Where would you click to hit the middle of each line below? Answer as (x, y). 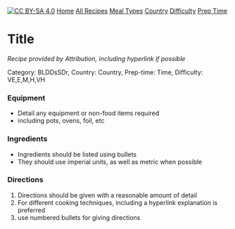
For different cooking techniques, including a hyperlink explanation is (118, 202)
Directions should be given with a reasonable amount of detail (107, 195)
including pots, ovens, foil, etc (61, 121)
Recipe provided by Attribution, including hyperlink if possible (96, 58)
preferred (31, 210)
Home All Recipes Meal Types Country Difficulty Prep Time (141, 11)
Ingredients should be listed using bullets (77, 154)
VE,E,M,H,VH (26, 79)
